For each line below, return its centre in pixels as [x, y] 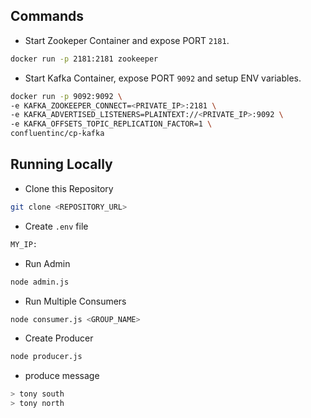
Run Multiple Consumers [75, 301]
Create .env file [56, 226]
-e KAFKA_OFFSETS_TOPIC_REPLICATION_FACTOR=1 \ [111, 124]
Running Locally [61, 164]
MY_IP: [24, 244]
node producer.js [46, 357]
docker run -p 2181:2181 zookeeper [84, 59]
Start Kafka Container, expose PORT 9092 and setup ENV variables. [163, 78]
